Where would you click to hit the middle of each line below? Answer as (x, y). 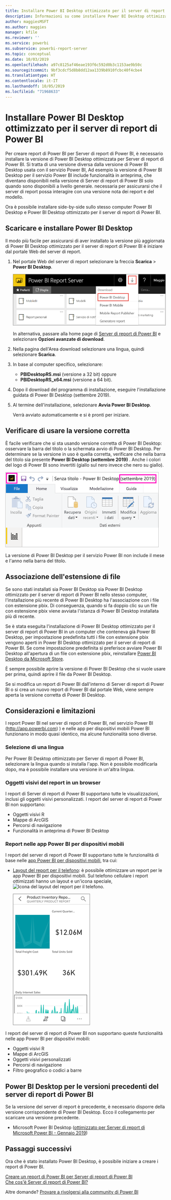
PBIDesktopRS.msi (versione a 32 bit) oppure (68, 374)
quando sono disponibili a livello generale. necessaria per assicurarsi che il (84, 186)
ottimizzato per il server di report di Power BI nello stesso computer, (76, 594)
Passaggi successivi (39, 1149)
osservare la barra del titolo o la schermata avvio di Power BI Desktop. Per (83, 448)
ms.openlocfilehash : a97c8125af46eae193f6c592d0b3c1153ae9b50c (74, 65)
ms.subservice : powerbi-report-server (46, 49)
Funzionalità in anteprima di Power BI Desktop (61, 830)
